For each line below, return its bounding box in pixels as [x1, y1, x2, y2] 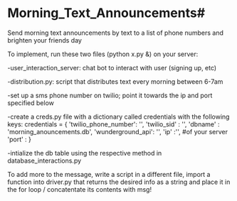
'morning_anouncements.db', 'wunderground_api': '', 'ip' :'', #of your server [7, 127, 228, 136]
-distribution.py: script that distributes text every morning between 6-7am [7, 77, 223, 86]
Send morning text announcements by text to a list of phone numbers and [7, 28, 224, 37]
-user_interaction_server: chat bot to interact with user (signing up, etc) [7, 63, 217, 72]
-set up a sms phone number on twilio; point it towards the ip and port [7, 91, 213, 99]
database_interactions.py [7, 156, 82, 165]
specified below [7, 98, 55, 107]
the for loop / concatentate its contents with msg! [7, 185, 152, 193]
